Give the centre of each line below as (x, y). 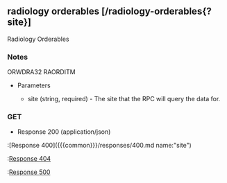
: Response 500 (29, 172)
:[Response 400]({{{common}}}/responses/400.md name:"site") (100, 146)
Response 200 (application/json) (64, 132)
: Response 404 (29, 159)
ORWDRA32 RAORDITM (41, 72)
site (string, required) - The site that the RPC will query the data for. (124, 99)
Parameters (34, 85)
